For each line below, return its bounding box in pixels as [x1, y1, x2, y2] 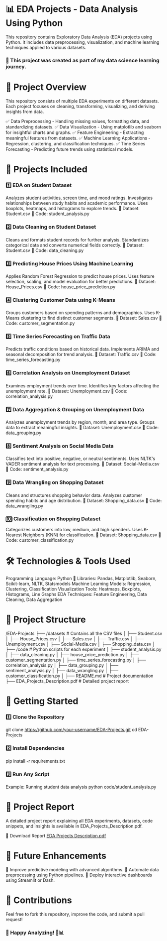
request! [5, 916, 23, 922]
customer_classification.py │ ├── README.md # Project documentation [5, 673, 154, 679]
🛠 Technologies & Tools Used [5, 556, 131, 567]
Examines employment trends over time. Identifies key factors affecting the [5, 382, 160, 388]
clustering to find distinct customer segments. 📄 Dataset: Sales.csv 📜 [20, 315, 162, 321]
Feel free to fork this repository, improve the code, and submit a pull [5, 911, 145, 917]
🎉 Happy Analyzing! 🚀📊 [5, 929, 64, 936]
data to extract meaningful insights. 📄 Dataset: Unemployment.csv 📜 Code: [5, 425, 159, 431]
